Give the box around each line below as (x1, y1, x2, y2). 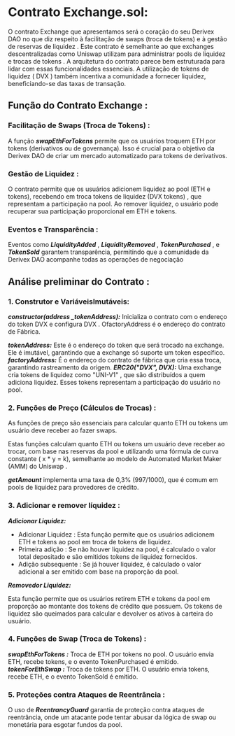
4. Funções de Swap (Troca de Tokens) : (8, 634, 147, 644)
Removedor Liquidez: (8, 581, 71, 589)
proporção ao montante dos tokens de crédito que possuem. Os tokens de (8, 602, 222, 610)
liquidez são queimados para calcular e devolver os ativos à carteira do (8, 609, 213, 618)
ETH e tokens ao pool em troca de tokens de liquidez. (17, 537, 173, 546)
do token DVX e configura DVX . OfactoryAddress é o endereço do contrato (8, 320, 226, 328)
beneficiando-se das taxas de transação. (8, 79, 127, 87)
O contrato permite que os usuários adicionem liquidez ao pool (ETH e (8, 185, 211, 193)
